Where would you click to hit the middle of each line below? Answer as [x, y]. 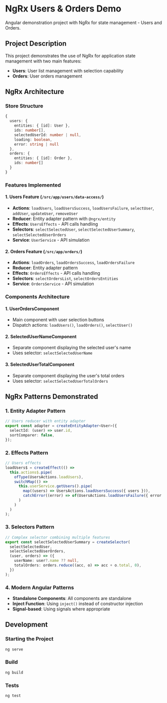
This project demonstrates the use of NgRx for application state [71, 56]
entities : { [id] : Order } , [43, 158]
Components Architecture [37, 297]
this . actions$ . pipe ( [31, 472]
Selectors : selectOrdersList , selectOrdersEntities [65, 279]
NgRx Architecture [35, 92]
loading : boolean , [33, 140]
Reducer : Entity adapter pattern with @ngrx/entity [64, 219]
